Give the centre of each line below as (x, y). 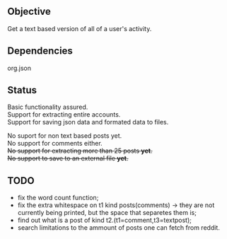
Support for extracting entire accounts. (64, 115)
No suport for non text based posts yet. (65, 136)
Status (22, 90)
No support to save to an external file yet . (68, 158)
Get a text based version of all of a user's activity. (80, 28)
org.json (19, 68)
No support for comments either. (55, 144)
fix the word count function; (58, 198)
